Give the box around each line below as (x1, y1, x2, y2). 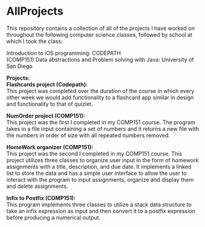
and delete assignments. (6, 182, 69, 190)
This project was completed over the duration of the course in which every (6, 87, 195, 94)
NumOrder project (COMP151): (6, 112, 86, 119)
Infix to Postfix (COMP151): (6, 194, 76, 201)
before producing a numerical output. (6, 214, 101, 221)
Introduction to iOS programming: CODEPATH (6, 49, 121, 56)
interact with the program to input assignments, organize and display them (6, 176, 194, 183)
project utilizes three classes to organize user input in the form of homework (6, 156, 199, 163)
